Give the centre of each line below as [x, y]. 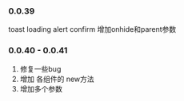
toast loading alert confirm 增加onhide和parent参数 [92, 29]
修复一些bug [40, 68]
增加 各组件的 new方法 [57, 79]
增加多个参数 [41, 88]
